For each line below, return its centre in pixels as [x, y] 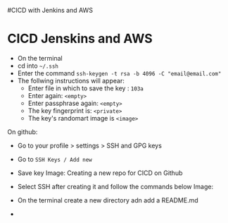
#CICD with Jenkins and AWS [50, 10]
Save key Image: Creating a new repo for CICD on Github [100, 173]
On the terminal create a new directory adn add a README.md [108, 200]
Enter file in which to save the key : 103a [86, 88]
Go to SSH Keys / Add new [55, 159]
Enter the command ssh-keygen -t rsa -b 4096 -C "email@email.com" [119, 73]
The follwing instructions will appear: [71, 80]
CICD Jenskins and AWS [80, 39]
